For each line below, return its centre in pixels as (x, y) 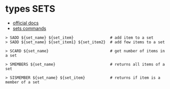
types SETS (30, 9)
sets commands (30, 28)
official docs (26, 23)
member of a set (22, 82)
